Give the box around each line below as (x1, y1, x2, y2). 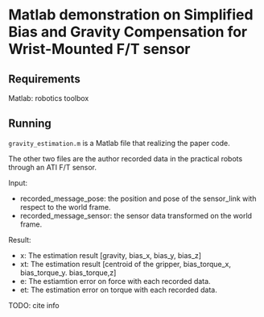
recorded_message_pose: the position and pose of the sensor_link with (19, 194, 257, 203)
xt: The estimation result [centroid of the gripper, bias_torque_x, (19, 259, 232, 269)
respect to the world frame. (19, 202, 111, 211)
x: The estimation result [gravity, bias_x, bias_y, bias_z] (19, 250, 202, 260)
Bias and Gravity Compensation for (8, 23, 248, 41)
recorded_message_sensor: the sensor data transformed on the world (19, 211, 252, 220)
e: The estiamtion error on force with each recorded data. (19, 276, 211, 286)
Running (8, 117, 52, 131)
